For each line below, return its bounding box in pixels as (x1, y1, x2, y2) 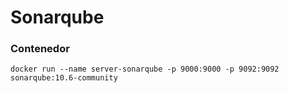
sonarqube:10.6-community (10, 73, 118, 83)
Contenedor (10, 42, 70, 56)
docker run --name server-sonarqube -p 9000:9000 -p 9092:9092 (10, 64, 280, 75)
